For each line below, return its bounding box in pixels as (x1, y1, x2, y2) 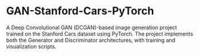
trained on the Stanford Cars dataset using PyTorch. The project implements (6, 30, 194, 37)
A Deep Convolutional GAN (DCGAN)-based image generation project (6, 24, 178, 31)
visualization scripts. (6, 43, 57, 50)
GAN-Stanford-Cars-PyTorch (6, 4, 154, 18)
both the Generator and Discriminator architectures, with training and (6, 36, 176, 43)
